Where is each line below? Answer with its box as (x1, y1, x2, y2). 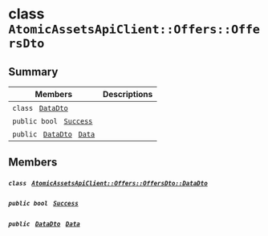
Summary (8, 65, 59, 79)
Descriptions (103, 89, 153, 100)
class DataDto (12, 104, 68, 112)
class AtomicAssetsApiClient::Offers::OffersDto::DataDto (8, 179, 209, 187)
